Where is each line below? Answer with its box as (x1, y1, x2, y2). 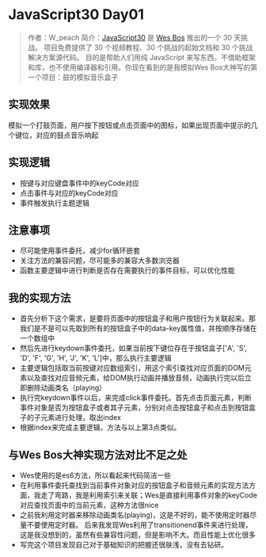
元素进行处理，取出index (40, 413, 121, 422)
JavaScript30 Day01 (8, 6, 145, 24)
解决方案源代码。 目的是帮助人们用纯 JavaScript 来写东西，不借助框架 (27, 52, 256, 62)
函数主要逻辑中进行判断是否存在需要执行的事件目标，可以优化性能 (19, 265, 235, 275)
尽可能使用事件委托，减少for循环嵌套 (19, 246, 141, 255)
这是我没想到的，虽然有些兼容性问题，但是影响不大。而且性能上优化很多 (19, 530, 256, 540)
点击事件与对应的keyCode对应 (19, 188, 119, 197)
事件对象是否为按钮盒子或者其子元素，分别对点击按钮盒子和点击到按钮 (19, 402, 249, 413)
